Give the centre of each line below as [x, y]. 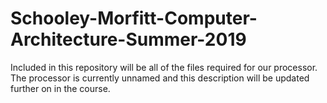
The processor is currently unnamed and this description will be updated [160, 78]
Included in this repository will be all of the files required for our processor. [164, 67]
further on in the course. [60, 88]
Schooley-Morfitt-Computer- [134, 18]
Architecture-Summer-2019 [128, 39]
